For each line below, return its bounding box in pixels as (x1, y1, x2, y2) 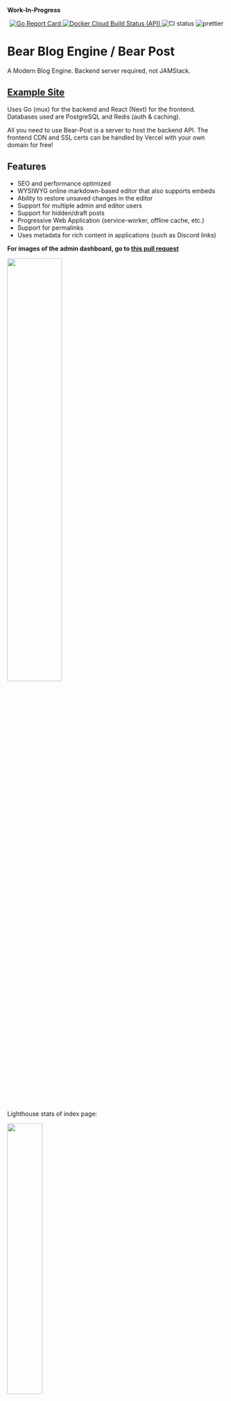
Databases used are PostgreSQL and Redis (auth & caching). (7, 112, 181, 121)
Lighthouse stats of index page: (7, 1110, 98, 1118)
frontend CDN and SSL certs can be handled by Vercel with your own (7, 133, 205, 142)
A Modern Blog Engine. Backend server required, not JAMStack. (7, 66, 191, 75)
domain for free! (7, 140, 53, 148)
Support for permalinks (17, 223, 84, 232)
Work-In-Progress (7, 6, 61, 14)
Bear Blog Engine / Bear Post (7, 44, 176, 60)
